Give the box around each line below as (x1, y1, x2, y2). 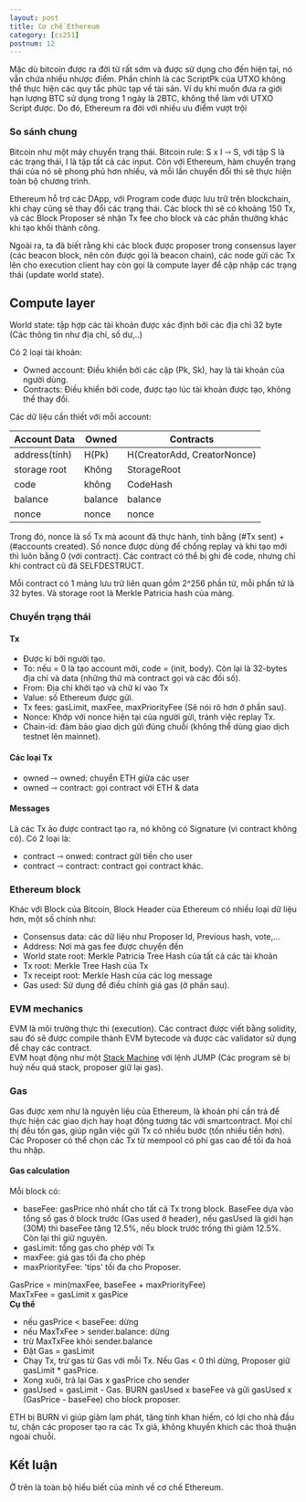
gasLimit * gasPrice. (22, 1364, 99, 1375)
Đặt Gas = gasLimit (22, 1345, 95, 1356)
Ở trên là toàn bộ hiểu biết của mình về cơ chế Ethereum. (9, 1481, 224, 1493)
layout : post (9, 13, 59, 23)
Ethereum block (9, 883, 81, 896)
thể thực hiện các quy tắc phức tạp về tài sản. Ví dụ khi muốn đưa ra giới (9, 83, 283, 94)
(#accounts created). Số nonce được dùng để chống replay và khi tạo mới (9, 541, 288, 552)
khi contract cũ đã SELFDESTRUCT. (9, 561, 144, 572)
